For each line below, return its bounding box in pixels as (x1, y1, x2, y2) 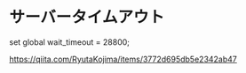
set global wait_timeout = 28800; (9, 36, 131, 47)
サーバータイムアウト (9, 7, 165, 27)
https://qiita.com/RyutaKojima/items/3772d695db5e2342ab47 (9, 54, 238, 64)
